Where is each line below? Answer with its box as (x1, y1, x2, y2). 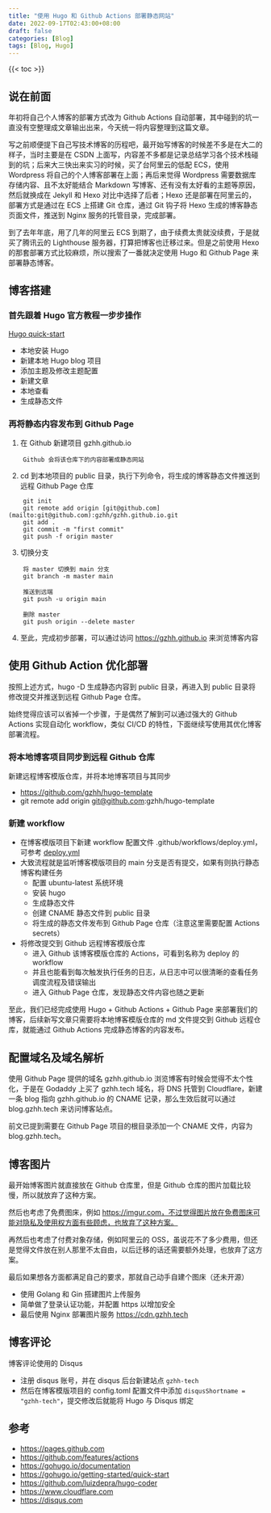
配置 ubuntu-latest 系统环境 (31, 878, 123, 888)
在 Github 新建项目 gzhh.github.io (19, 438, 131, 448)
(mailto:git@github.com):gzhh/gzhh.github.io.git (8, 511, 179, 519)
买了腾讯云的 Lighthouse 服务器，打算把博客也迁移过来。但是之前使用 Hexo (8, 237, 260, 247)
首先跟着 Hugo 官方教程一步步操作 (8, 310, 142, 322)
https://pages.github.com (19, 1444, 105, 1453)
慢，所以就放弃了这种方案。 (8, 1190, 101, 1200)
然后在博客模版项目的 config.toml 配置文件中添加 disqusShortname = (19, 1385, 246, 1395)
